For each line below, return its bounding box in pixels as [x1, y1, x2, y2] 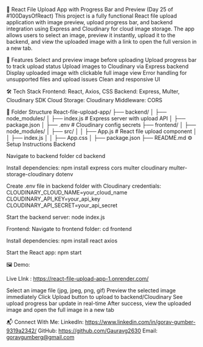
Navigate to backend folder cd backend [6, 153, 106, 159]
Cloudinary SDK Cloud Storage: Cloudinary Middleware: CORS [6, 97, 163, 103]
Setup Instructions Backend [6, 140, 76, 148]
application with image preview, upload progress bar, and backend [6, 19, 173, 26]
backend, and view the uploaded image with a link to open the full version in [6, 38, 197, 45]
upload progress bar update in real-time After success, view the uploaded [6, 300, 191, 307]
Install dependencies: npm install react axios [6, 237, 118, 244]
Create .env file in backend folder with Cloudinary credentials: [6, 182, 162, 190]
